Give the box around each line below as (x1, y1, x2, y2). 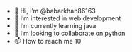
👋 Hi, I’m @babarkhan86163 (13, 7, 96, 15)
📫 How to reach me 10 (13, 37, 82, 45)
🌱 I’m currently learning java (13, 22, 97, 30)
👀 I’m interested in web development (13, 14, 121, 22)
